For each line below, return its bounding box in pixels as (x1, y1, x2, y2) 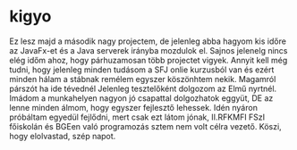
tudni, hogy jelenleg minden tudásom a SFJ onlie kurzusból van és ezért (9, 64, 275, 75)
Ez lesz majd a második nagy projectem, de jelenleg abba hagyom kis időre (9, 36, 286, 46)
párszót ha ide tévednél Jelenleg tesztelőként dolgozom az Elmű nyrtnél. (9, 83, 277, 94)
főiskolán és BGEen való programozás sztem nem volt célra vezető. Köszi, (9, 121, 282, 131)
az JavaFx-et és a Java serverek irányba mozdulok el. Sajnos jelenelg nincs (9, 45, 288, 55)
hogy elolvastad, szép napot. (9, 130, 116, 141)
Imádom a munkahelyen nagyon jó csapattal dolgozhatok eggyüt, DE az (9, 92, 274, 104)
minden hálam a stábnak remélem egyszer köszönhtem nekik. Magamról (9, 73, 276, 84)
